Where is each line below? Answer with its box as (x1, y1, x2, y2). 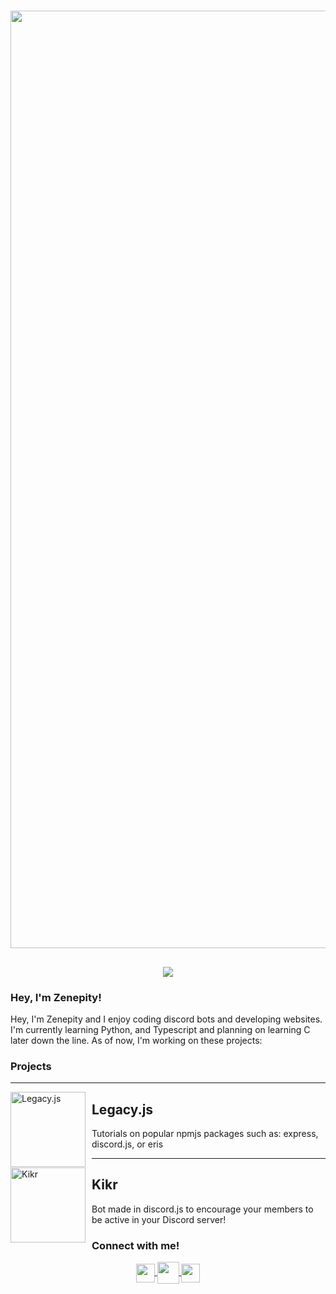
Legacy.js (91, 1101, 154, 1118)
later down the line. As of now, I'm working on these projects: (10, 1034, 263, 1046)
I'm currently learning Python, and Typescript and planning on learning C (10, 1023, 311, 1035)
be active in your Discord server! (91, 1213, 227, 1225)
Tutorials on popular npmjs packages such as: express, (91, 1127, 319, 1139)
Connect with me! (91, 1238, 180, 1252)
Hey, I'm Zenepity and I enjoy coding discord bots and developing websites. (10, 1013, 323, 1025)
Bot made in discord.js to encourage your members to (91, 1203, 314, 1215)
